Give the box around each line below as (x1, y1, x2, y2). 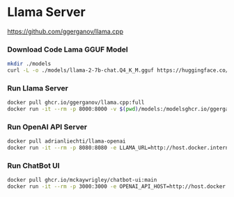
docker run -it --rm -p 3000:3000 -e (7, 183, 117, 190)
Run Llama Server (7, 83, 68, 93)
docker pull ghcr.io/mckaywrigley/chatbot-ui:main (7, 177, 157, 184)
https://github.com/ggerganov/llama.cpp (7, 27, 124, 36)
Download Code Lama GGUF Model (7, 45, 128, 54)
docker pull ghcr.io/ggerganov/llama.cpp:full (7, 99, 145, 107)
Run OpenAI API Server (7, 122, 88, 132)
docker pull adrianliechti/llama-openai (7, 138, 127, 145)
